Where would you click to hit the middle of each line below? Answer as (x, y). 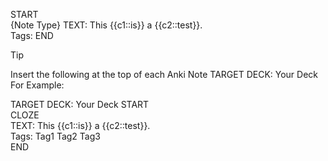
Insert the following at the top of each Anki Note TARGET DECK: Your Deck (164, 74)
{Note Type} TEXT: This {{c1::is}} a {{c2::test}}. (106, 25)
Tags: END (32, 35)
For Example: (37, 85)
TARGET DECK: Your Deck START (80, 104)
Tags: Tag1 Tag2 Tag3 (55, 136)
